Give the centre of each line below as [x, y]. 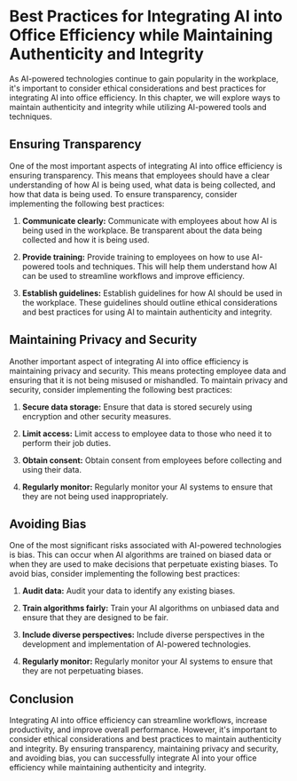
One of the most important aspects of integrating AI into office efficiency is [146, 165]
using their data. [52, 469]
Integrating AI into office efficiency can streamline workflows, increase [138, 721]
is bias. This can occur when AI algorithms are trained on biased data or [141, 555]
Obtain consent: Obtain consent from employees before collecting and [152, 460]
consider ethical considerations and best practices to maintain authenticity [145, 739]
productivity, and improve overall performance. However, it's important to [143, 729]
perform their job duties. [66, 442]
